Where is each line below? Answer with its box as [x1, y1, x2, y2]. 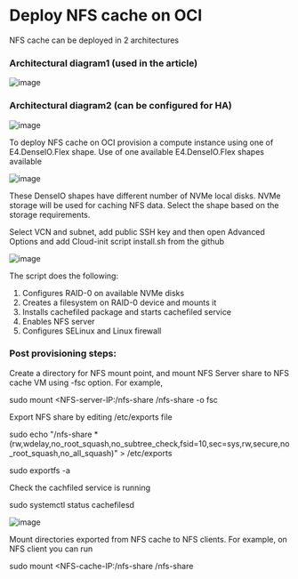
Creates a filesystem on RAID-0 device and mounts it [21, 297, 217, 308]
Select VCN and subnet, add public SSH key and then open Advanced [9, 226, 265, 237]
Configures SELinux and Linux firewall [21, 326, 162, 336]
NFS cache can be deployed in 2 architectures [9, 35, 180, 45]
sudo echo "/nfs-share [9, 429, 93, 439]
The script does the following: [9, 270, 118, 281]
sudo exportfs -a [9, 464, 71, 476]
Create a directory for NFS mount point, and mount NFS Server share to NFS [9, 367, 290, 378]
